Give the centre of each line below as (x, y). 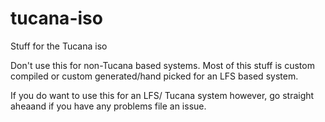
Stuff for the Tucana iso (59, 46)
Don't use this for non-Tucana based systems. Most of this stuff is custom (162, 65)
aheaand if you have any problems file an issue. (108, 106)
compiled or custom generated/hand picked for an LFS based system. (154, 76)
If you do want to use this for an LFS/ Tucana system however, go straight (162, 95)
